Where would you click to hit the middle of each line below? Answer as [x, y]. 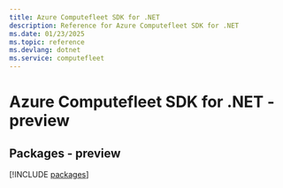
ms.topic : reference [47, 42]
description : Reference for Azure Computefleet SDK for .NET [124, 26]
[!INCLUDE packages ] [49, 174]
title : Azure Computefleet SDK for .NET [85, 17]
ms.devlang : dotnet [45, 50]
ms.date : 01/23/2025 [47, 34]
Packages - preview [65, 153]
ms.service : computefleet [57, 58]
